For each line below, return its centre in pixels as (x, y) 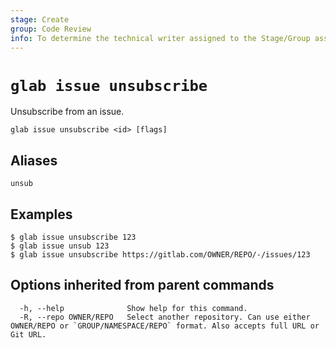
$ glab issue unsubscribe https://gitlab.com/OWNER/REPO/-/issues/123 (160, 254)
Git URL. (28, 334)
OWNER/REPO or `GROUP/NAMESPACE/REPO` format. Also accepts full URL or (165, 326)
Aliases (34, 160)
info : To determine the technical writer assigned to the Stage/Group (160, 38)
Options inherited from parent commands (142, 285)
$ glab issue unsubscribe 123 (73, 237)
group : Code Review (51, 29)
